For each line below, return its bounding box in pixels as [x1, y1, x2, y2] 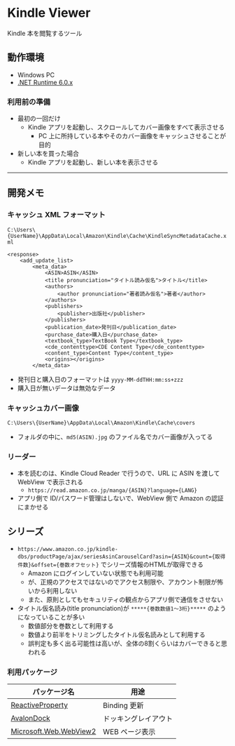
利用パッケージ [7, 667, 58, 677]
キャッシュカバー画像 [7, 403, 79, 413]
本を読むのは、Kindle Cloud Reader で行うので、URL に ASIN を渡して [17, 469, 220, 478]
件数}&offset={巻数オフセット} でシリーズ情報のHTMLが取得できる [17, 560, 204, 569]
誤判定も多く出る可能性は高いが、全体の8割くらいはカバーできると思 [27, 639, 227, 648]
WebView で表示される [17, 478, 84, 486]
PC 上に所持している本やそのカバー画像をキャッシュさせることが [38, 132, 227, 140]
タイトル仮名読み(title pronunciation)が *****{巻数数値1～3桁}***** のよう [17, 604, 227, 613]
